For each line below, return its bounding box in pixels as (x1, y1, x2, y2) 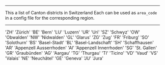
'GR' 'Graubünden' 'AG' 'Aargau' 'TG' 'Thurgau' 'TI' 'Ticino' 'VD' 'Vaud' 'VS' (5, 50, 158, 56)
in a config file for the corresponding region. (5, 15, 95, 21)
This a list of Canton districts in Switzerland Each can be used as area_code (5, 10, 157, 15)
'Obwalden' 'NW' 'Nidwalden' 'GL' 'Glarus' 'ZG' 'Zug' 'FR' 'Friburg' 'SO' (5, 34, 149, 40)
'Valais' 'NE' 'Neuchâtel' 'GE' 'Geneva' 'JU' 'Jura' (5, 55, 104, 61)
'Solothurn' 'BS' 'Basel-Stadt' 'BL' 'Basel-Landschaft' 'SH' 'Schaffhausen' (5, 40, 154, 45)
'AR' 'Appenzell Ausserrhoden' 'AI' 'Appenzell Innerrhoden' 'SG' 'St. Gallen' (5, 45, 157, 51)
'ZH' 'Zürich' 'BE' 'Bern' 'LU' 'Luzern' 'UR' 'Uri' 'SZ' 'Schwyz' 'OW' (5, 29, 140, 35)
